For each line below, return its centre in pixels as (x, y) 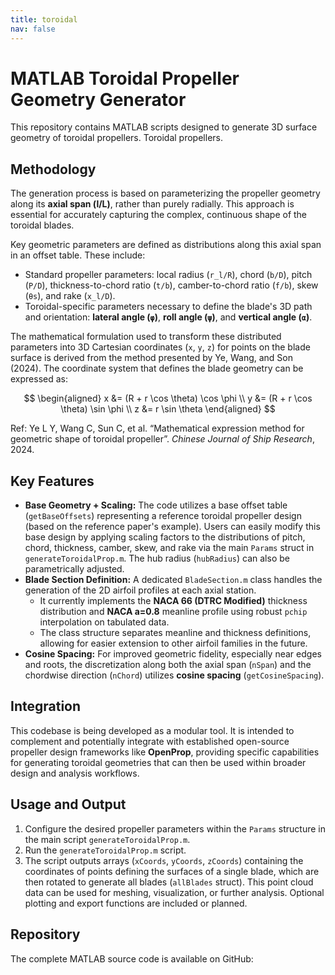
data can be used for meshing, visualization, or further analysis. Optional (174, 892)
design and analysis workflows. (75, 773)
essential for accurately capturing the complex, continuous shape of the (159, 215)
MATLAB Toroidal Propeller (125, 78)
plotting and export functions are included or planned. (136, 903)
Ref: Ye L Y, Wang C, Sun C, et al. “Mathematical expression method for (157, 428)
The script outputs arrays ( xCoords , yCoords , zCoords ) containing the (164, 860)
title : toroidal (44, 19)
